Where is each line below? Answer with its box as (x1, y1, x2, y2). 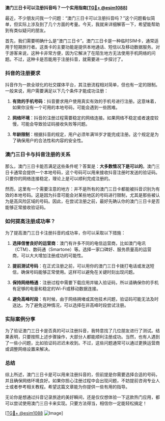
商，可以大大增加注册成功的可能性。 (12, 252, 86, 258)
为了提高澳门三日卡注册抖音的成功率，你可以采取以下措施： (5, 230, 126, 236)
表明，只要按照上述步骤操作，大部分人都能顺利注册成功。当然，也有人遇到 (9, 334, 160, 340)
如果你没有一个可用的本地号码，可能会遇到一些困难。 (12, 105, 120, 110)
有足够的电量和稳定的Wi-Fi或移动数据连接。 (12, 286, 101, 291)
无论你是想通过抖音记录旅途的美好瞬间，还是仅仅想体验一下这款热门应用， (5, 395, 156, 400)
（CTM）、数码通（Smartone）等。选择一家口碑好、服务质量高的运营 (12, 246, 152, 252)
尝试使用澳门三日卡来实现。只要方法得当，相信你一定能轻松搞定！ (13, 400, 147, 406)
